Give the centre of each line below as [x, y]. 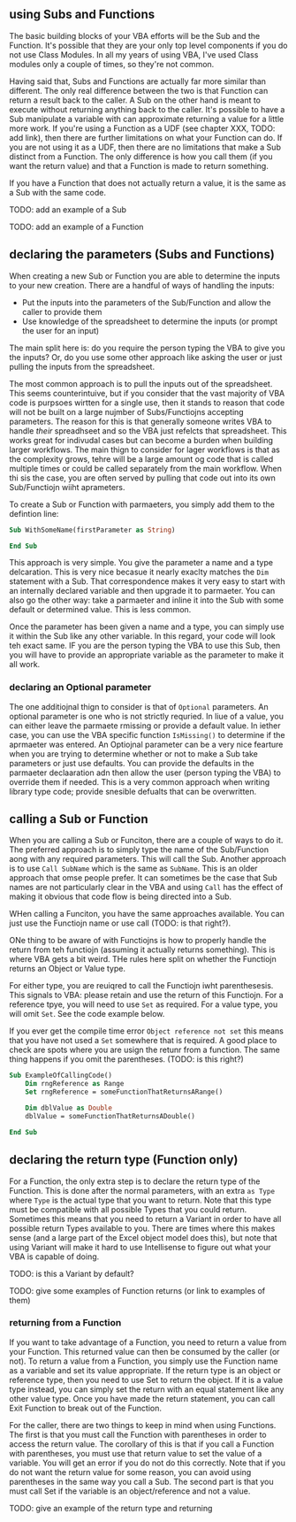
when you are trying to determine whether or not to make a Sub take [133, 753]
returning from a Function [65, 1323]
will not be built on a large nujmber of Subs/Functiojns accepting [127, 411]
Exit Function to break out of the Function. [85, 1408]
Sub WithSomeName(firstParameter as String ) [92, 530]
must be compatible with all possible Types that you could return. [128, 1209]
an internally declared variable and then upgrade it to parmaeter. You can [142, 591]
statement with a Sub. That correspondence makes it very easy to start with [147, 581]
